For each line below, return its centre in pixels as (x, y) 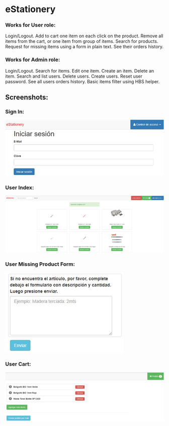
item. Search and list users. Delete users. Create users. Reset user (74, 76)
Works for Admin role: (33, 60)
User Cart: (18, 364)
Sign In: (15, 112)
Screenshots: (27, 98)
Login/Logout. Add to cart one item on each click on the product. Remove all (84, 36)
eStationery (30, 9)
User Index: (20, 188)
